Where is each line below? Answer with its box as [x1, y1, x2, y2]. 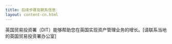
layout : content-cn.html [5, 12, 58, 17]
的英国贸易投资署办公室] [5, 33, 57, 39]
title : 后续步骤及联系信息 [5, 7, 56, 13]
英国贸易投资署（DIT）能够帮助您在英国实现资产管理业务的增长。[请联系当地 [5, 26, 167, 33]
